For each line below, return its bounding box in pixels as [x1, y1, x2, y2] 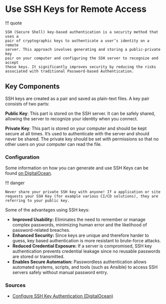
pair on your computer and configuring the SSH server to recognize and [5, 56, 159, 61]
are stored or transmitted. [12, 254, 65, 260]
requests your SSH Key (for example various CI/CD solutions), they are [5, 194, 159, 199]
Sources [5, 282, 26, 289]
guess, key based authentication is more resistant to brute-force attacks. [12, 238, 161, 244]
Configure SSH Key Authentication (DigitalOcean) [12, 293, 113, 299]
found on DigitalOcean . [5, 170, 53, 176]
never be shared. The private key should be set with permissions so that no [5, 136, 159, 142]
